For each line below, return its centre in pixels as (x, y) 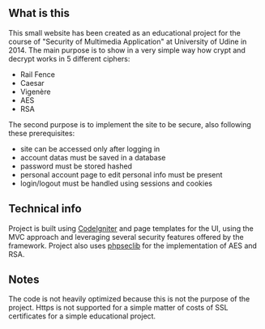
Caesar (32, 83)
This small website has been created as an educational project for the (124, 32)
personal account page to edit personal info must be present (121, 174)
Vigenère (35, 92)
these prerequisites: (42, 133)
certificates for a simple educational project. (82, 316)
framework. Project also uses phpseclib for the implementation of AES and (133, 246)
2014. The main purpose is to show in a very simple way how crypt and (127, 50)
